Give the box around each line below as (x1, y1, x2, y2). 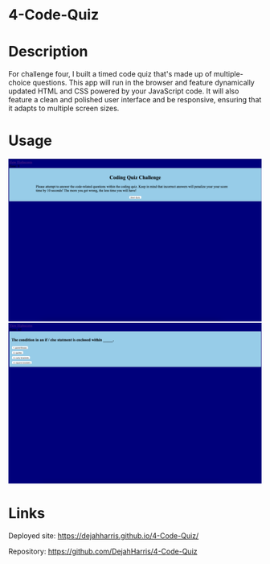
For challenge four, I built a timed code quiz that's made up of (8, 69, 212, 79)
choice (8, 78, 31, 88)
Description (8, 43, 88, 61)
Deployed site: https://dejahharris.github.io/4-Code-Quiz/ (8, 531, 199, 541)
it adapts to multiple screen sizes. (8, 103, 120, 114)
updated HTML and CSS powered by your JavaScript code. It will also (8, 86, 239, 96)
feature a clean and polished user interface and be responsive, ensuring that (8, 95, 262, 105)
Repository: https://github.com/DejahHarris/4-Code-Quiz (8, 546, 198, 557)
